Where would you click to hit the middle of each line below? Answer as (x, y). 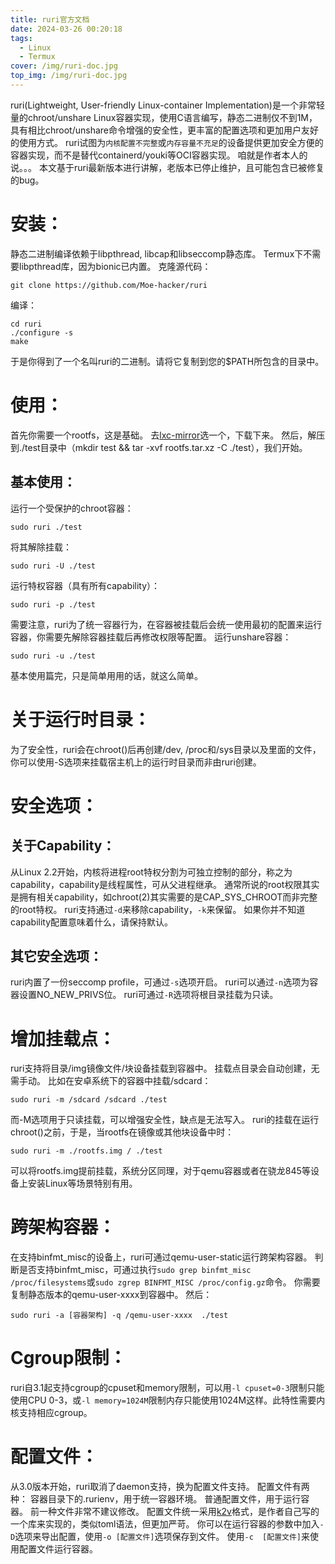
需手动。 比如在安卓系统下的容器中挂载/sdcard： (111, 1081)
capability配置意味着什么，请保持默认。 (92, 922)
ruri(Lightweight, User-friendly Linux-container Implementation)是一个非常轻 (167, 105)
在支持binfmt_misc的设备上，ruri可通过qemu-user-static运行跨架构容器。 (161, 1257)
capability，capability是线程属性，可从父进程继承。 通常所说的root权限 (156, 884)
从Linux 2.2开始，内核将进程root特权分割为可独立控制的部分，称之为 (151, 872)
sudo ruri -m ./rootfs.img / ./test (86, 1151)
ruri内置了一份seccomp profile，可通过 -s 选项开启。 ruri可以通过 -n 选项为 (160, 982)
